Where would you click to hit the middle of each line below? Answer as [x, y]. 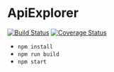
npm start [32, 61]
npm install [35, 47]
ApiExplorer [43, 13]
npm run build [38, 54]
